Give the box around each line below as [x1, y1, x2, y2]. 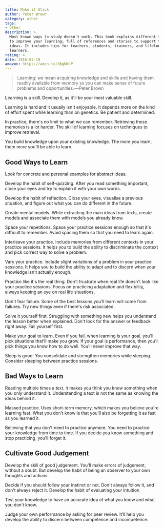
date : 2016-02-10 [5, 57, 41, 62]
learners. [9, 48, 29, 53]
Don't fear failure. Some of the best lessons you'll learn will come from [5, 298, 147, 304]
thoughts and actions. [5, 472, 49, 478]
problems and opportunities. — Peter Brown [17, 85, 104, 91]
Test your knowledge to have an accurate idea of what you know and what [5, 496, 155, 503]
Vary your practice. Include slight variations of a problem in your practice [5, 259, 152, 264]
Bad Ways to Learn [5, 372, 63, 381]
